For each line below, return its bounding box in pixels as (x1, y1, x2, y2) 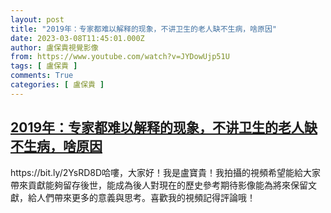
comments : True (10, 71, 74, 81)
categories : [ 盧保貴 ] (10, 80, 105, 90)
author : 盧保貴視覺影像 (10, 42, 99, 53)
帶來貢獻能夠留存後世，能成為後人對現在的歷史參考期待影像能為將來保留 (10, 179, 308, 191)
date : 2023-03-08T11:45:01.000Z (10, 33, 145, 43)
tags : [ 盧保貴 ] (10, 61, 78, 71)
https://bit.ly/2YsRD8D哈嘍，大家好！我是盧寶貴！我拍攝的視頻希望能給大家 (10, 166, 322, 178)
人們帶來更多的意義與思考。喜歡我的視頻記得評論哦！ (36, 191, 256, 203)
